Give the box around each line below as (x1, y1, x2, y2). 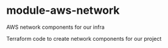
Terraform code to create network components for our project (6, 35, 162, 42)
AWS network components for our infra (6, 23, 105, 31)
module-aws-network (6, 4, 120, 17)
